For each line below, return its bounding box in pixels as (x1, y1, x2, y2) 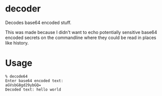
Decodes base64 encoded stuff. (5, 19, 71, 25)
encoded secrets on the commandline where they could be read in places (5, 34, 157, 40)
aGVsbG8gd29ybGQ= (5, 82, 41, 87)
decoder (5, 3, 41, 14)
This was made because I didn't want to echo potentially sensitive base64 (5, 29, 158, 35)
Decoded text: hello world (5, 87, 61, 92)
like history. (5, 39, 29, 45)
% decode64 (5, 73, 28, 79)
